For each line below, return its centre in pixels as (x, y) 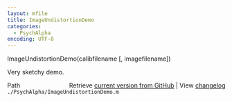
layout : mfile (28, 13)
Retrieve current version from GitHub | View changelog (147, 85)
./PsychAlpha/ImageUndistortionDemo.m (63, 92)
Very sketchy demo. (36, 72)
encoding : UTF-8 (30, 39)
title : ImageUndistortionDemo (51, 20)
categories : (24, 26)
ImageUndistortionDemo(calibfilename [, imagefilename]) (89, 59)
